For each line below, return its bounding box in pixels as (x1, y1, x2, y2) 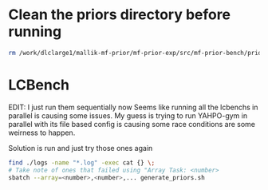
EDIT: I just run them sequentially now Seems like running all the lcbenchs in (8, 102, 258, 112)
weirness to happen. (8, 128, 76, 137)
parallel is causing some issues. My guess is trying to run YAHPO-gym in (8, 110, 248, 121)
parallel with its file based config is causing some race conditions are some (8, 119, 255, 129)
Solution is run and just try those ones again (8, 143, 153, 152)
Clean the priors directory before (8, 6, 231, 24)
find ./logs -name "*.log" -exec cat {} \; (8, 158, 156, 167)
